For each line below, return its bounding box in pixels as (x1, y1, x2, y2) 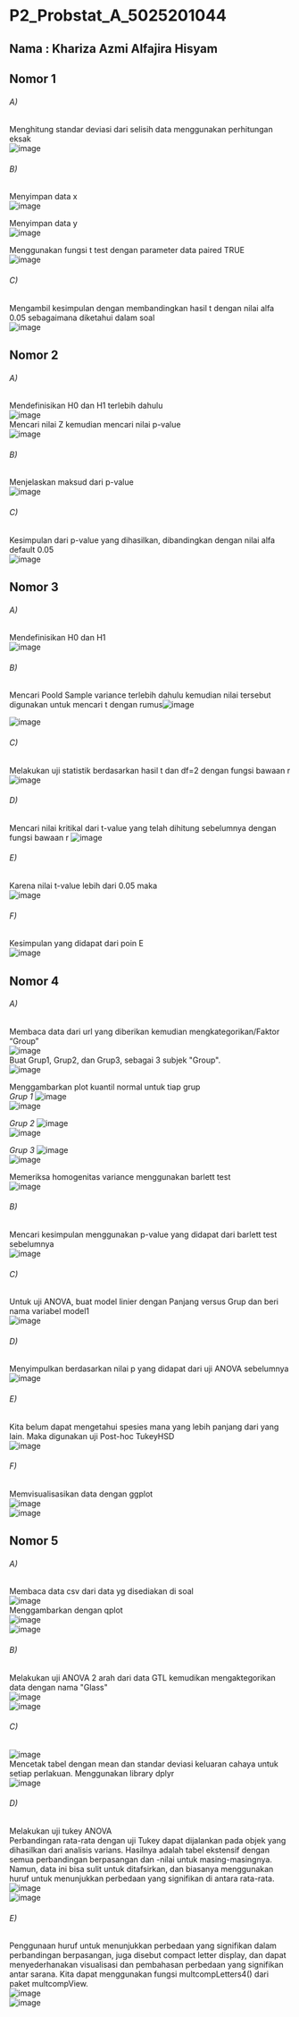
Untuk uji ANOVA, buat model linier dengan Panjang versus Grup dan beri (9, 1296, 279, 1307)
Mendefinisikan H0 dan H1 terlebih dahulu (9, 400, 163, 411)
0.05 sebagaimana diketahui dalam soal (9, 312, 155, 323)
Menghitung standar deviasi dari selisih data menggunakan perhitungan (9, 124, 274, 135)
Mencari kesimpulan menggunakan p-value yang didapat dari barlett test (9, 1229, 278, 1240)
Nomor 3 (9, 579, 60, 595)
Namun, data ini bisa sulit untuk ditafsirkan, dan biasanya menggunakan (9, 1864, 274, 1874)
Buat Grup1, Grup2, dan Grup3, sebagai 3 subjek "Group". (9, 1055, 221, 1065)
